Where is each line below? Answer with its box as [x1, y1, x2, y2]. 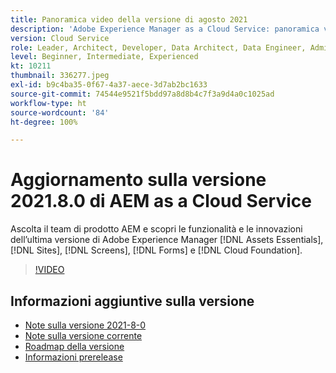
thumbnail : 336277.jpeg [10, 71, 110, 81]
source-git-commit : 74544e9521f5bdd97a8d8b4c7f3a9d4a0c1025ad [10, 89, 275, 99]
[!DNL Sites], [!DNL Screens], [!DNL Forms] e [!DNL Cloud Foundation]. [10, 244, 303, 256]
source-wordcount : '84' [10, 107, 110, 118]
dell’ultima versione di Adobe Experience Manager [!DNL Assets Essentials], [10, 234, 324, 246]
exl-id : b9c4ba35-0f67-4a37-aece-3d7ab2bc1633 [10, 80, 208, 90]
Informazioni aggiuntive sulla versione [10, 292, 255, 310]
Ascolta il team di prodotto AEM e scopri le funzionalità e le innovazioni [10, 223, 303, 235]
